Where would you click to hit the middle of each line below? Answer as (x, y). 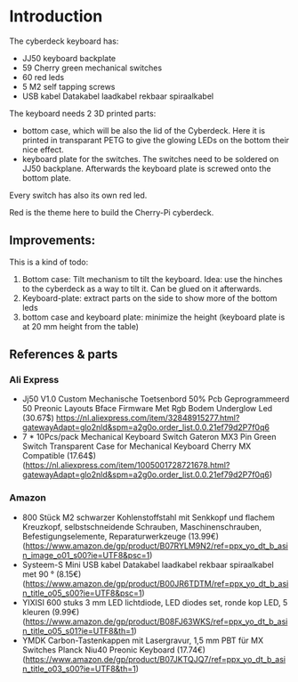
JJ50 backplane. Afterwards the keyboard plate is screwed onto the (146, 168)
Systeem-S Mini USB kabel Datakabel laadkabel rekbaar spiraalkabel (148, 564)
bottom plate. (46, 178)
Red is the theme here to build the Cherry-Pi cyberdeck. (112, 212)
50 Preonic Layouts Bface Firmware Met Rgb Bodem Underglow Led (147, 409)
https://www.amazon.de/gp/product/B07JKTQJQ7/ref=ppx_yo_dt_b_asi (156, 659)
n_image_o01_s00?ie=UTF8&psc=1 (86, 555)
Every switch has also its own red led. (78, 195)
